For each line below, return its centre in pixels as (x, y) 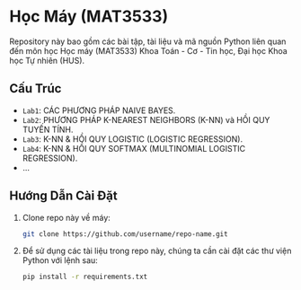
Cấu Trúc (35, 88)
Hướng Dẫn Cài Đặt (64, 196)
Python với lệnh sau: (60, 260)
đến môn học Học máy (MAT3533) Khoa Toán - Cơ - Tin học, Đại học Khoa (148, 50)
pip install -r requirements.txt (85, 277)
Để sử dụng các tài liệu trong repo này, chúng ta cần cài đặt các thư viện (157, 251)
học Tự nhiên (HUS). (47, 60)
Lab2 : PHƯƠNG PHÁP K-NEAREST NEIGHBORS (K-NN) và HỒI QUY (146, 119)
